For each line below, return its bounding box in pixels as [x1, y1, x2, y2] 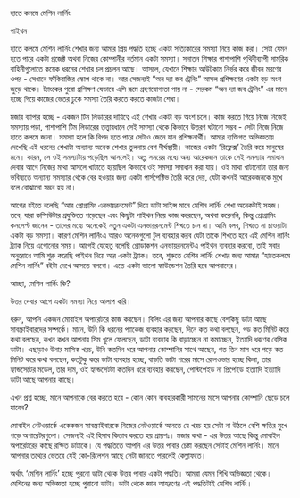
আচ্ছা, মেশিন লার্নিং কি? [10, 278, 71, 289]
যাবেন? [10, 402, 29, 412]
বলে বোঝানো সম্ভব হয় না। [10, 182, 77, 192]
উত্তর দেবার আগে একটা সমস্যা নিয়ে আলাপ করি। [10, 296, 132, 307]
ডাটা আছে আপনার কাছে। [10, 375, 77, 384]
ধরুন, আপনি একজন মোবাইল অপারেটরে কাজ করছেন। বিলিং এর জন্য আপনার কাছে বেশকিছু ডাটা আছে [10, 314, 267, 325]
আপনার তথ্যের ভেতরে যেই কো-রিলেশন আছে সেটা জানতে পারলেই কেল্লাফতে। [10, 451, 207, 460]
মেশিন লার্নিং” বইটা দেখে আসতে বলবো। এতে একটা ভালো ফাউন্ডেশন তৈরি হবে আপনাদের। [10, 260, 239, 271]
